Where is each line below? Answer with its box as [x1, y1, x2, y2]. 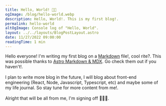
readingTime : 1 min [5, 40, 46, 45]
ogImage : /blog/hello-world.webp [5, 12, 75, 17]
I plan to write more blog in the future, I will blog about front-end [5, 74, 137, 80]
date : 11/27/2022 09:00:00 [5, 35, 61, 40]
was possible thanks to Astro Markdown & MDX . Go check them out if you [5, 58, 157, 64]
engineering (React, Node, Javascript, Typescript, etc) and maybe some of [5, 79, 158, 85]
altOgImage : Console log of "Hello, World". [5, 26, 99, 31]
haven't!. [5, 63, 23, 69]
